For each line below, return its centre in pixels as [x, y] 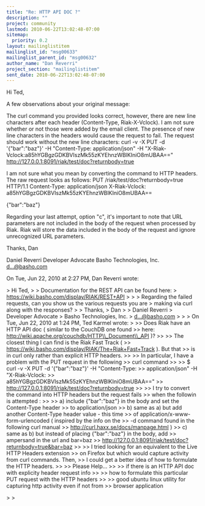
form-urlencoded [28, 421]
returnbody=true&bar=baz [39, 447]
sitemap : [17, 35]
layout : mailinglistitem [38, 47]
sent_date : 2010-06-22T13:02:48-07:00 [56, 75]
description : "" [27, 18]
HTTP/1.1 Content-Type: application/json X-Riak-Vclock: [76, 186]
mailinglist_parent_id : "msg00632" [52, 58]
